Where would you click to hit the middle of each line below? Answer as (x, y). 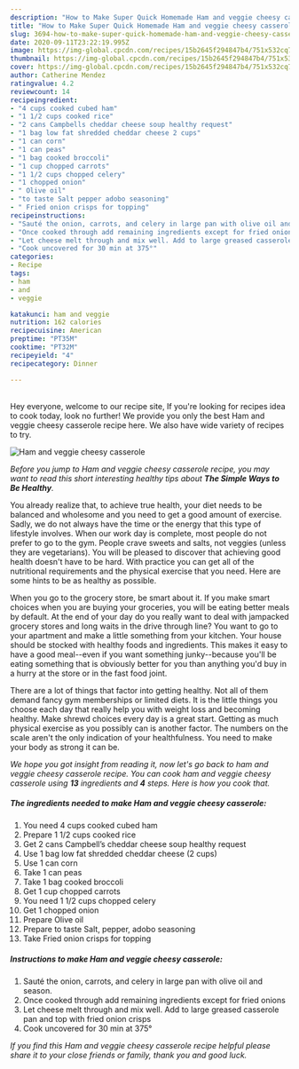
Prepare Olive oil (53, 920)
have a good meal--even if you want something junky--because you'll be (144, 654)
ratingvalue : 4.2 (42, 83)
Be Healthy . (32, 487)
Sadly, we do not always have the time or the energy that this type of (136, 524)
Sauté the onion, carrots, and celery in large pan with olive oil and (143, 981)
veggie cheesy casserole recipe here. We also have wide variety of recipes (147, 425)
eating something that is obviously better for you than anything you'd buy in (149, 663)
